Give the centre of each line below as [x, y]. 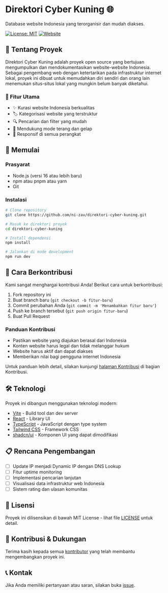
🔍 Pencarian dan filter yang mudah [50, 122]
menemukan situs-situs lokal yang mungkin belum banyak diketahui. [77, 83]
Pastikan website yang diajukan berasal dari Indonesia [69, 340]
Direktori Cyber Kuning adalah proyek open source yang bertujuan [75, 62]
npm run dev [18, 257]
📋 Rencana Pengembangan [50, 451]
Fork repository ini [32, 294]
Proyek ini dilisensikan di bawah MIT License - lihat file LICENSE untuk [79, 518]
